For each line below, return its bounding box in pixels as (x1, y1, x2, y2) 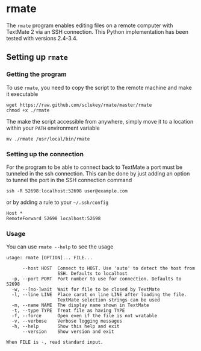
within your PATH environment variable (6, 124, 100, 131)
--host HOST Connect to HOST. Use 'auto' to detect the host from (22, 265, 196, 271)
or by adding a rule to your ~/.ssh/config (6, 198, 109, 206)
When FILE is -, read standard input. (6, 340, 104, 346)
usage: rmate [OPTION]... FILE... (6, 255, 93, 261)
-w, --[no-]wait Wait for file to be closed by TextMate (11, 286, 161, 292)
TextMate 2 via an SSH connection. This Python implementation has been (6, 28, 188, 35)
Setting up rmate (6, 52, 68, 62)
